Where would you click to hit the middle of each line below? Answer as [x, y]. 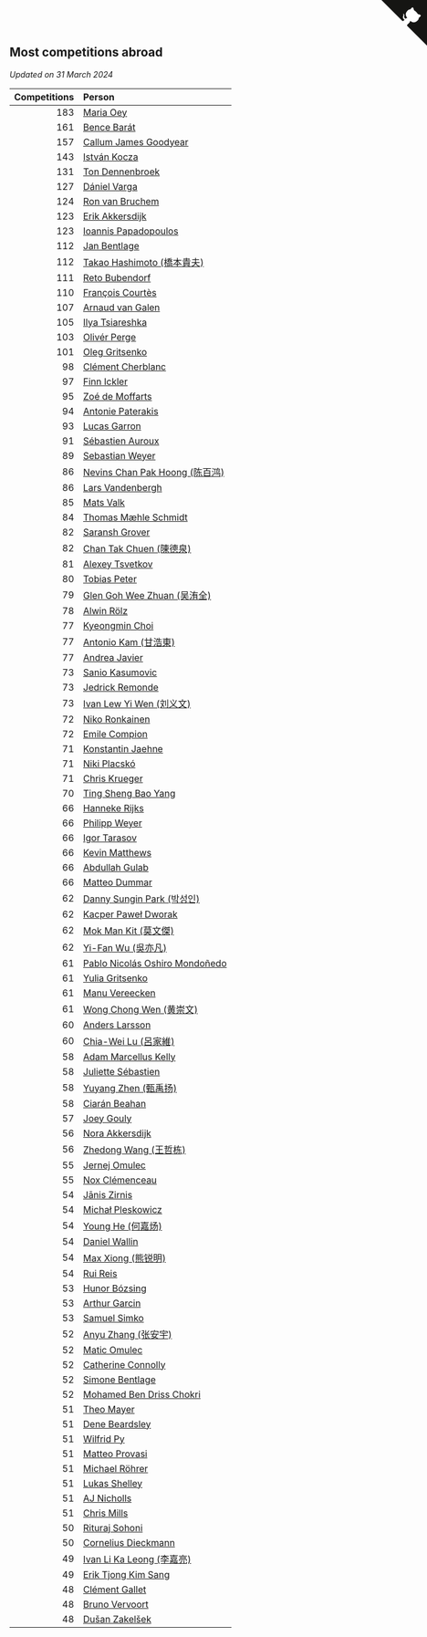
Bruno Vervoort [116, 1604]
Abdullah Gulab [116, 867]
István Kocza [111, 157]
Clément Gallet [115, 1590]
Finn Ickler [105, 381]
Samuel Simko [114, 1318]
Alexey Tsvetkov [118, 564]
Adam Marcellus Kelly [130, 1057]
